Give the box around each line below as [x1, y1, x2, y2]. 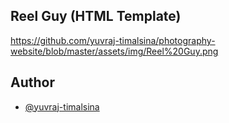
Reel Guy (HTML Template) [10, 8, 182, 25]
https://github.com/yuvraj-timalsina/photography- [10, 34, 216, 46]
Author [10, 74, 55, 91]
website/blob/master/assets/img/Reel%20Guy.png [10, 45, 219, 57]
